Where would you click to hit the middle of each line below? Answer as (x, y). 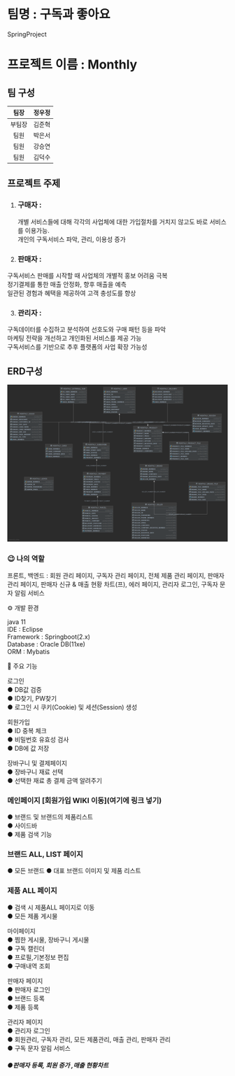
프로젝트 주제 (34, 184)
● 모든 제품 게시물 (33, 916)
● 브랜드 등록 (26, 998)
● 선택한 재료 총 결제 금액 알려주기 (55, 780)
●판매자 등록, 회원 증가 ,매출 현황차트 (58, 1066)
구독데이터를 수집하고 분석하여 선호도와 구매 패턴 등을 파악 (87, 330)
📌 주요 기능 (22, 666)
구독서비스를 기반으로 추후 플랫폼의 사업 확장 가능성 (77, 347)
